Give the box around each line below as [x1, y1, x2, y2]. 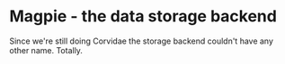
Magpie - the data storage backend [9, 6, 277, 27]
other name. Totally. [9, 44, 84, 55]
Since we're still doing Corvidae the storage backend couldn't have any [9, 36, 274, 46]
